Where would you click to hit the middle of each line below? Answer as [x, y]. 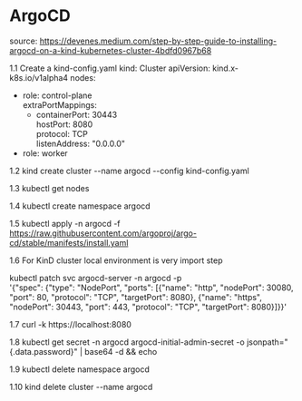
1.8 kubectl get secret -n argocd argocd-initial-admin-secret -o [127, 342]
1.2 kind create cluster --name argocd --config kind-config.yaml [129, 171]
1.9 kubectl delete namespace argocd [79, 369]
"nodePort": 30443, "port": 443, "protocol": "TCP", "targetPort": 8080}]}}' [148, 307]
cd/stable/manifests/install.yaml [69, 242]
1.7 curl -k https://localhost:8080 [70, 324]
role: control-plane [57, 95]
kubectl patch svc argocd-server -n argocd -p [96, 278]
